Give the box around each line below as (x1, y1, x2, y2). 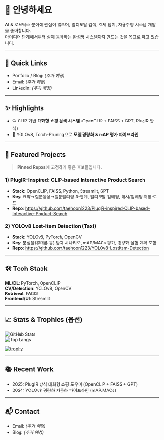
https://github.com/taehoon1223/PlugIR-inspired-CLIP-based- (25, 205, 150, 211)
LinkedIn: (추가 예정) (12, 85, 52, 91)
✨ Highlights (5, 104, 44, 113)
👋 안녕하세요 (5, 4, 52, 16)
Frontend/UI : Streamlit (5, 295, 50, 301)
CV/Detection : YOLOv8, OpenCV (5, 285, 72, 291)
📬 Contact (5, 407, 40, 416)
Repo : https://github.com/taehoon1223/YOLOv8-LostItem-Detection (12, 245, 149, 251)
